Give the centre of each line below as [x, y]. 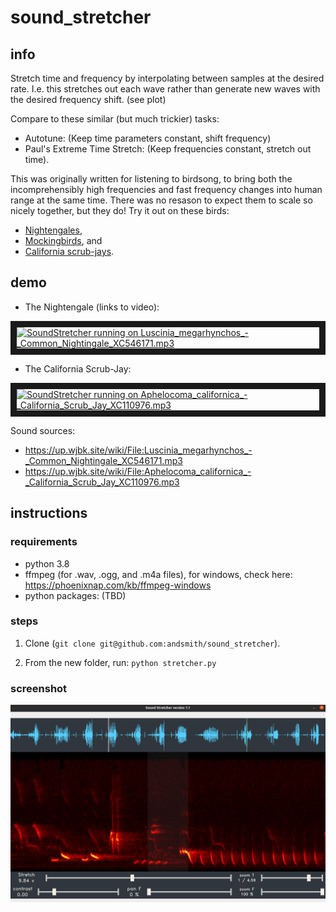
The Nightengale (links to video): [92, 307]
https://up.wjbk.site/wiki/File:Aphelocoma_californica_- [138, 471]
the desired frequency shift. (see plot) [88, 99]
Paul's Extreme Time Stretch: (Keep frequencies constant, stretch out [168, 149]
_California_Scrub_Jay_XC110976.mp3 [102, 482]
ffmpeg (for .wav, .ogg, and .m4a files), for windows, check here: [158, 574]
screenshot [39, 688]
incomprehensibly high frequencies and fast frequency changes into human [166, 189]
